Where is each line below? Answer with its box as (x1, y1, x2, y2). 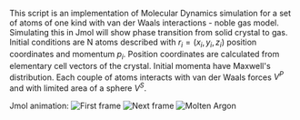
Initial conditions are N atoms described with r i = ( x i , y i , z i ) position (9, 36, 257, 49)
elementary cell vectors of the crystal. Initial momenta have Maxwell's (9, 60, 271, 71)
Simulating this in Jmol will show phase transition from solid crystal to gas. (9, 27, 288, 37)
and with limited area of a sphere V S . (9, 81, 147, 94)
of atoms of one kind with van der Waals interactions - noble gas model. (9, 17, 279, 28)
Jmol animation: (9, 100, 70, 111)
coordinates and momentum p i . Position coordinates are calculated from (9, 48, 280, 62)
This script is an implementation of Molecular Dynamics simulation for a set (9, 8, 292, 18)
